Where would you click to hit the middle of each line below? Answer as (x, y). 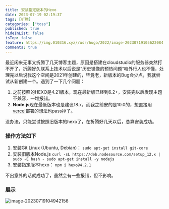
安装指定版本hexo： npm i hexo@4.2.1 (52, 165)
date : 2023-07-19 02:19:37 (34, 15)
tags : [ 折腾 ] (18, 19)
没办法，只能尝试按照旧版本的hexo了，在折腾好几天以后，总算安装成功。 (81, 121)
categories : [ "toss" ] (28, 24)
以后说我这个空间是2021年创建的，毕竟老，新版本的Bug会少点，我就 (85, 75)
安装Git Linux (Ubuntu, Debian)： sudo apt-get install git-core (80, 148)
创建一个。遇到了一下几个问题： (51, 81)
